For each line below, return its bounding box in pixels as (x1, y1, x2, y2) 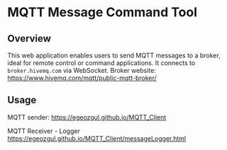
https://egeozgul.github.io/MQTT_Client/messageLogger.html (7, 134, 187, 142)
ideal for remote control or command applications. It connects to (7, 59, 196, 67)
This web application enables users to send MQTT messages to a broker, (7, 51, 221, 59)
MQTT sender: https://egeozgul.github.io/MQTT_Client (7, 112, 167, 121)
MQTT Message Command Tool (7, 4, 197, 21)
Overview (7, 33, 52, 45)
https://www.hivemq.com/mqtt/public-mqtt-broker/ (7, 74, 157, 82)
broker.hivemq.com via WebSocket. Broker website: (7, 67, 156, 74)
